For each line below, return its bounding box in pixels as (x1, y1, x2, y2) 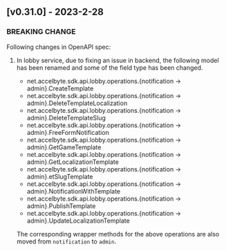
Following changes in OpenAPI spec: (6, 42, 111, 51)
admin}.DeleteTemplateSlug (26, 113, 106, 122)
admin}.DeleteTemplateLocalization (26, 99, 128, 107)
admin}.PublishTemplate (26, 201, 96, 210)
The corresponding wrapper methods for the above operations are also (16, 230, 220, 238)
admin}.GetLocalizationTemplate (26, 158, 119, 166)
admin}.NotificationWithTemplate (26, 187, 121, 195)
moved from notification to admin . (16, 237, 117, 245)
